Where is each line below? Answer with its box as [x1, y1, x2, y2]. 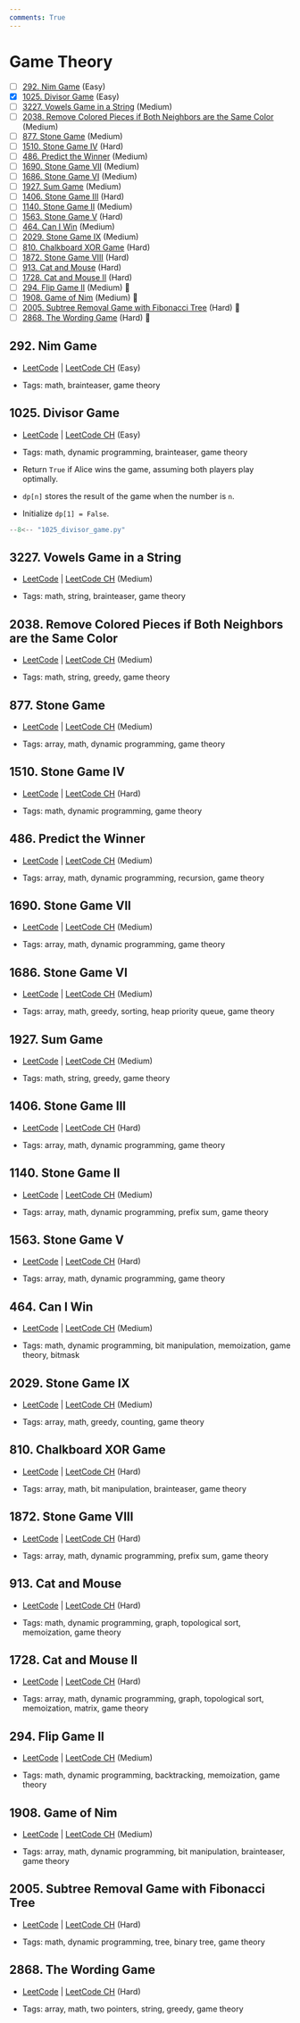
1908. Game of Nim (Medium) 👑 [21, 292, 138, 303]
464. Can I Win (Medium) [21, 221, 115, 232]
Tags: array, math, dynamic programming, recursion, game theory [21, 872, 265, 883]
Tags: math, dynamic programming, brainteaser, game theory [21, 446, 248, 457]
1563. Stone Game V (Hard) [21, 212, 123, 222]
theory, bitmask [21, 1350, 80, 1361]
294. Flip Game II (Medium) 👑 [21, 282, 130, 293]
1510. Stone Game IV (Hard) [21, 140, 124, 152]
